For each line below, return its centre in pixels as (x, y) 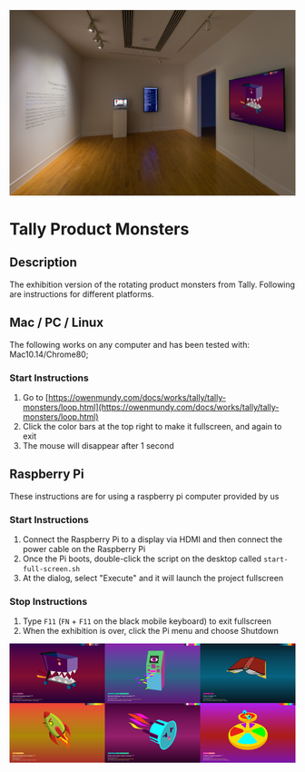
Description (43, 263)
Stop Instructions (49, 601)
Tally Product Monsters (99, 229)
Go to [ (35, 397)
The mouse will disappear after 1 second (98, 445)
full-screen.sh (51, 569)
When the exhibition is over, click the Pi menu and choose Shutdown (151, 631)
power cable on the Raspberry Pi (84, 549)
